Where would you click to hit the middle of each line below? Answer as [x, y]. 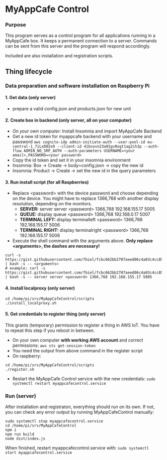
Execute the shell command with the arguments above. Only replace [83, 241]
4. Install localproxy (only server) [40, 288]
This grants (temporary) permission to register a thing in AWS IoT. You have [83, 325]
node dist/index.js [25, 439]
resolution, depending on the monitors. [52, 204]
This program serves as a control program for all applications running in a [80, 35]
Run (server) [21, 396]
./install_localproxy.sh [31, 303]
